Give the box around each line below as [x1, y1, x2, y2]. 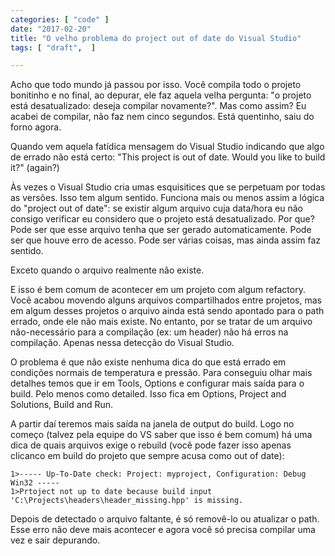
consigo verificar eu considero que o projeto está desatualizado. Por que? [10, 213, 315, 225]
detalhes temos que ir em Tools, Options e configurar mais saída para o [10, 377, 305, 390]
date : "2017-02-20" [10, 24, 92, 34]
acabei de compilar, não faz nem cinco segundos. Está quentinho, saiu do [10, 111, 315, 123]
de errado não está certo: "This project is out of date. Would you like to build [10, 151, 326, 163]
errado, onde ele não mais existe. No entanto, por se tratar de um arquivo [10, 316, 313, 328]
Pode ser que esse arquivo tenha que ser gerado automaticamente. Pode [10, 224, 312, 236]
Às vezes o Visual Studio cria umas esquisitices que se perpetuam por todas [10, 181, 326, 193]
